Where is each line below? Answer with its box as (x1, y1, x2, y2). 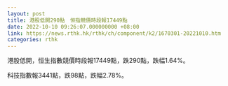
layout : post (7, 10, 46, 17)
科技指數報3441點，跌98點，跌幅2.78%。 (7, 71, 128, 80)
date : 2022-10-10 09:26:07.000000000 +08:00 (7, 23, 140, 30)
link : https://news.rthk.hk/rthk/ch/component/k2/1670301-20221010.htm (7, 29, 221, 37)
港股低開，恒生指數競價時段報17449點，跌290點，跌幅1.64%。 (7, 57, 189, 65)
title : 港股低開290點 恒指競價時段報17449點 (7, 17, 128, 24)
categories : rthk (7, 36, 58, 43)
